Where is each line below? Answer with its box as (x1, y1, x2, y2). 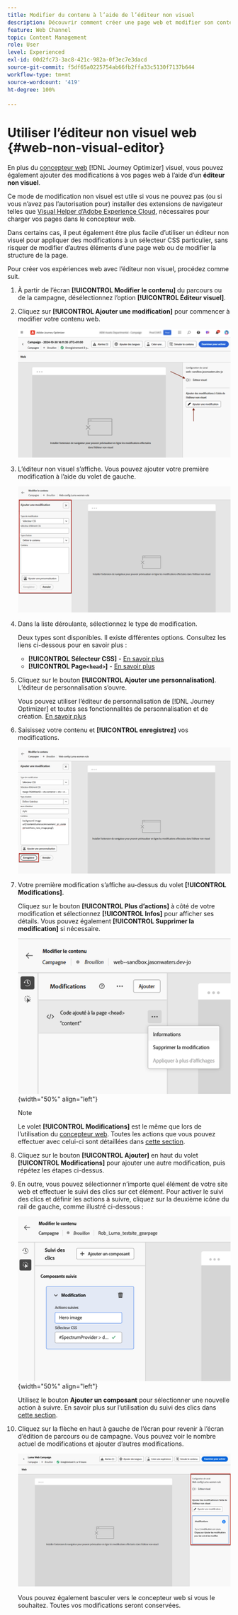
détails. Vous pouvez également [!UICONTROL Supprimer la (17, 917, 195, 925)
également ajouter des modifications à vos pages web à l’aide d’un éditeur (7, 171, 225, 180)
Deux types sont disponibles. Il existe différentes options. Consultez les (17, 634, 227, 642)
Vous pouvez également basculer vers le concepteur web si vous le (17, 1593, 215, 1602)
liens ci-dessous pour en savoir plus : (17, 641, 127, 649)
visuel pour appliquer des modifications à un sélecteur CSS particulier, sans (7, 236, 229, 244)
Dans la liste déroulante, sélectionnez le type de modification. (17, 620, 198, 628)
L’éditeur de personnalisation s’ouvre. (17, 683, 127, 692)
